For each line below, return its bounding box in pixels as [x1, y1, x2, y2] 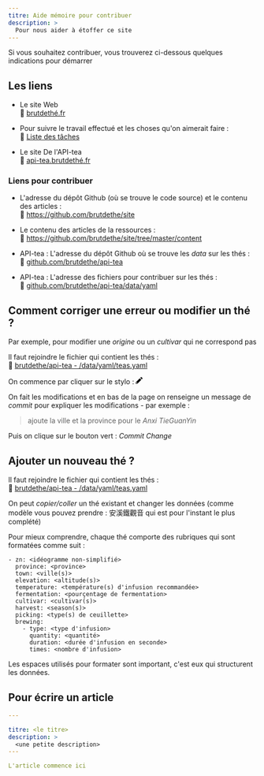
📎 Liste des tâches [19, 132, 80, 142]
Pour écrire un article [8, 691, 114, 704]
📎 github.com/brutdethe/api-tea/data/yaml [19, 281, 158, 290]
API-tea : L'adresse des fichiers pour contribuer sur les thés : [19, 273, 218, 282]
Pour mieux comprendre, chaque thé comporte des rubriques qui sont [8, 532, 236, 542]
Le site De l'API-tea [19, 147, 83, 157]
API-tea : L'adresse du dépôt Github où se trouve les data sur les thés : [19, 249, 251, 259]
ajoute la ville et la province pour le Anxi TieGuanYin [27, 416, 197, 426]
